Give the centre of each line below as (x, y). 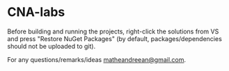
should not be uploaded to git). (52, 46)
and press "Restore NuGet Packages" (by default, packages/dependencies (115, 38)
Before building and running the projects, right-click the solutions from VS (113, 31)
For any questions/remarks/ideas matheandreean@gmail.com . (97, 59)
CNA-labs (36, 12)
